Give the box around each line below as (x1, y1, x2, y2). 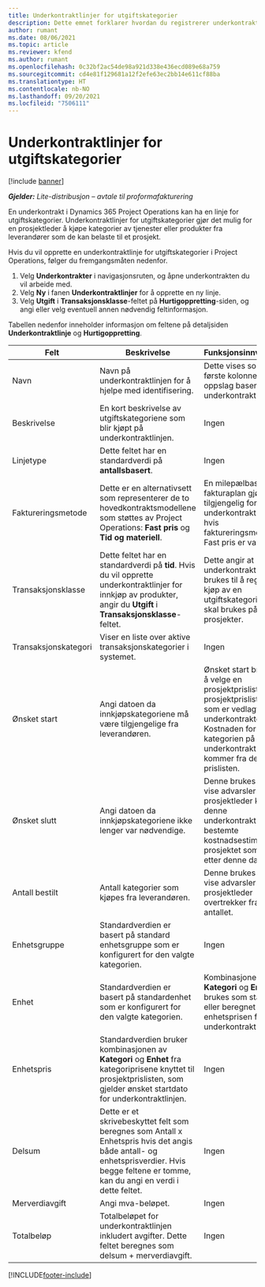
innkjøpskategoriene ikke (99, 815, 193, 826)
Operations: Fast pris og (99, 522, 191, 533)
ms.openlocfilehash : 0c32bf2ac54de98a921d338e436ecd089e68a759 (8, 63, 221, 71)
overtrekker (203, 897, 247, 908)
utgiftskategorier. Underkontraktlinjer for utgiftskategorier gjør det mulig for (8, 215, 252, 225)
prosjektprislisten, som (99, 1074, 184, 1085)
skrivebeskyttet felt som (99, 1116, 189, 1127)
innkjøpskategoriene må (99, 709, 189, 720)
